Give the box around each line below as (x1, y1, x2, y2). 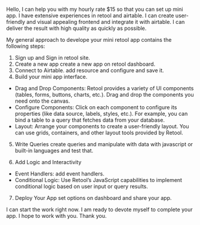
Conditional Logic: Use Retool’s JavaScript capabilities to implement (14, 177, 182, 183)
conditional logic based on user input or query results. (14, 183, 148, 190)
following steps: (6, 42, 45, 50)
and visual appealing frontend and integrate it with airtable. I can (26, 19, 185, 25)
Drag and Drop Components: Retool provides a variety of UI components (14, 85, 194, 92)
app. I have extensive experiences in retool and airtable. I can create (6, 12, 174, 19)
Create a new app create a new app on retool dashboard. (14, 60, 156, 67)
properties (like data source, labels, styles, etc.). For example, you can (14, 110, 188, 117)
